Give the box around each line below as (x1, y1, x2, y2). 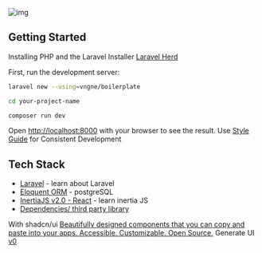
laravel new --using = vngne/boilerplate (8, 82, 141, 91)
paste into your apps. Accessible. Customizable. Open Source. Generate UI (8, 228, 255, 238)
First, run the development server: (8, 67, 120, 77)
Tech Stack (8, 157, 65, 171)
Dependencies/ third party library (19, 204, 130, 214)
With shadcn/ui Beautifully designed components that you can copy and (8, 219, 245, 229)
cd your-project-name (8, 97, 80, 105)
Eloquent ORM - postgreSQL (19, 188, 114, 197)
